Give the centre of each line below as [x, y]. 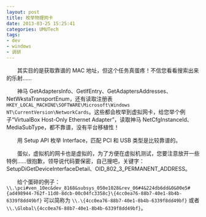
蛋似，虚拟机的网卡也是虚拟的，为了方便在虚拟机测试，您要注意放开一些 [108, 153]
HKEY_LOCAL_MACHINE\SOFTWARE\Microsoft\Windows [68, 105]
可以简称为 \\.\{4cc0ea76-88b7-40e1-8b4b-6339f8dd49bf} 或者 [122, 200]
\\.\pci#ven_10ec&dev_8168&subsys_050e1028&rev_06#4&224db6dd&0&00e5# [98, 188]
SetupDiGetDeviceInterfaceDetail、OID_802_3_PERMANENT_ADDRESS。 [99, 168]
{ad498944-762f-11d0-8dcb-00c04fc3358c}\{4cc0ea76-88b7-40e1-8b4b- [94, 193]
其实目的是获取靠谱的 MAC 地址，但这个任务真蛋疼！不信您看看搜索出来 [108, 70]
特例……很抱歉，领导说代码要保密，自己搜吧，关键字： [76, 161]
